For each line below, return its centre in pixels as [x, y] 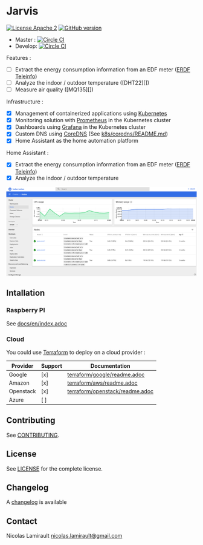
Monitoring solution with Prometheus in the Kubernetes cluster [93, 120]
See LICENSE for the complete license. [54, 468]
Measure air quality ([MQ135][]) [54, 90]
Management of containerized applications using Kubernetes [91, 114]
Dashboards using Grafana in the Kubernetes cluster [80, 127]
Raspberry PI [26, 310]
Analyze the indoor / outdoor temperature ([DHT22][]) [82, 83]
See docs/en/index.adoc [37, 323]
